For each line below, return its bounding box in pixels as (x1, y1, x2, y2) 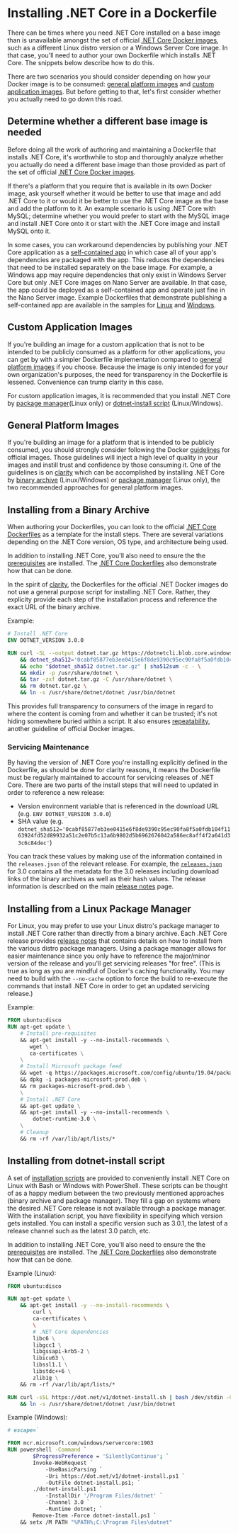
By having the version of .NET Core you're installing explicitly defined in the (7, 758, 228, 766)
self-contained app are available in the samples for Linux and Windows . (7, 300, 216, 309)
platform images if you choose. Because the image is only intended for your (7, 363, 229, 371)
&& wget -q (20, 1070, 52, 1077)
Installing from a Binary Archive (7, 504, 150, 516)
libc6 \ (33, 1335, 55, 1342)
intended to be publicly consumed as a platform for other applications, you (7, 347, 225, 356)
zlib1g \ (33, 1374, 59, 1381)
